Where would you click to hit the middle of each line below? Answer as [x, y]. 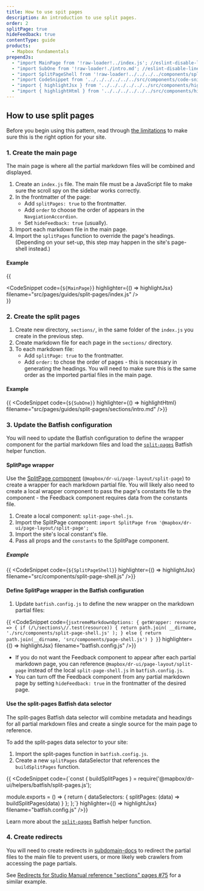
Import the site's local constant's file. [61, 534]
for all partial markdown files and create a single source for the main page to [102, 724]
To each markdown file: [44, 349]
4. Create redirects [34, 837]
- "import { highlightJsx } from [54, 86]
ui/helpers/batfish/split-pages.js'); [49, 785]
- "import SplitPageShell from [51, 74]
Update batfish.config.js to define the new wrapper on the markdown [104, 604]
